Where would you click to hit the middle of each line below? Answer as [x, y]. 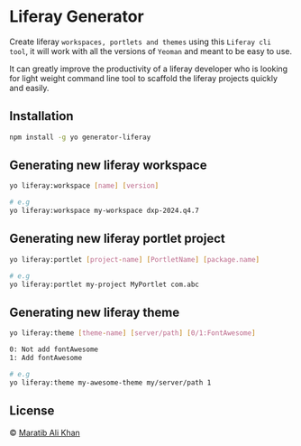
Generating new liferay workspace [108, 166]
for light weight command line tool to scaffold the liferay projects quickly [143, 78]
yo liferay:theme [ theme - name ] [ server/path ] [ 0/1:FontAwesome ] [132, 333]
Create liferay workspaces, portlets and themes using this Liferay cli [141, 42]
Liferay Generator [77, 17]
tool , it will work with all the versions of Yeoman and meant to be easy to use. [151, 51]
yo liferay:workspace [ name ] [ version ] [84, 186]
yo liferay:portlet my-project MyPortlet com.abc [105, 284]
